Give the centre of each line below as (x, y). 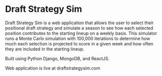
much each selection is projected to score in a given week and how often (79, 43)
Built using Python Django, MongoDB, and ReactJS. (57, 58)
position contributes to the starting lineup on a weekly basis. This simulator (81, 33)
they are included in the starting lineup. (45, 49)
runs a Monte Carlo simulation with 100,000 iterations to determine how (78, 38)
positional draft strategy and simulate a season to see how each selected (79, 28)
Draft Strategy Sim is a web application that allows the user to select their (80, 23)
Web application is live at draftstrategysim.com (53, 68)
